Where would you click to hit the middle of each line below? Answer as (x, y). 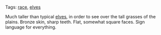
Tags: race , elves (23, 7)
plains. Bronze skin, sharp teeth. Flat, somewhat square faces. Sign (75, 22)
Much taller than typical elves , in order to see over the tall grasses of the (80, 17)
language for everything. (31, 27)
